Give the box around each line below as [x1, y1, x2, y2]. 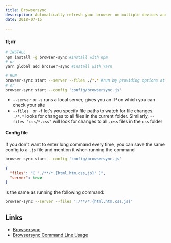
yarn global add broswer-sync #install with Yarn [5, 64, 113, 69]
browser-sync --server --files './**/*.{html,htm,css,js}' [5, 199, 133, 204]
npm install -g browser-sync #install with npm [5, 55, 108, 60]
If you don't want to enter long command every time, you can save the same [5, 141, 165, 147]
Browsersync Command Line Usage [12, 232, 88, 238]
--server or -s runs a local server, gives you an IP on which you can [12, 96, 155, 102]
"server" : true [10, 175, 42, 180]
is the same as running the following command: [5, 189, 105, 195]
